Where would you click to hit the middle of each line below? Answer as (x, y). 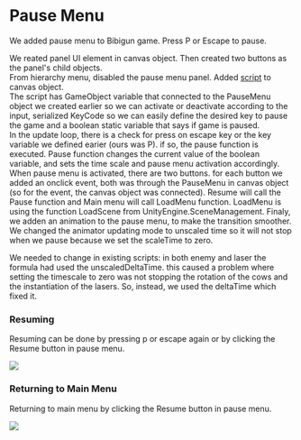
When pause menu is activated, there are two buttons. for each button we (146, 173)
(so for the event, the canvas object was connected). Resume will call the (145, 192)
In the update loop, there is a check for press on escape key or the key (141, 134)
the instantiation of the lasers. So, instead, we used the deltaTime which (143, 286)
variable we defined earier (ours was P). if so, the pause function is (134, 144)
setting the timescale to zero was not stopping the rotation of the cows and (149, 277)
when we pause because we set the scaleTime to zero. (111, 240)
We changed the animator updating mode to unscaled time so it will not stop (151, 230)
